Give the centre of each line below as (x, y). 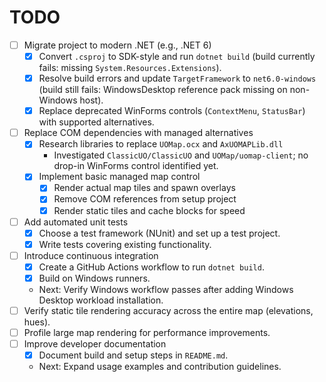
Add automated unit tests (76, 222)
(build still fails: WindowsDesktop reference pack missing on (163, 90)
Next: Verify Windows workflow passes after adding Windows (166, 289)
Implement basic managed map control (119, 177)
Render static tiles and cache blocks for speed (149, 210)
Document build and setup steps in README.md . (133, 355)
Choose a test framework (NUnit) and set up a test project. (159, 233)
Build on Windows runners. (94, 278)
